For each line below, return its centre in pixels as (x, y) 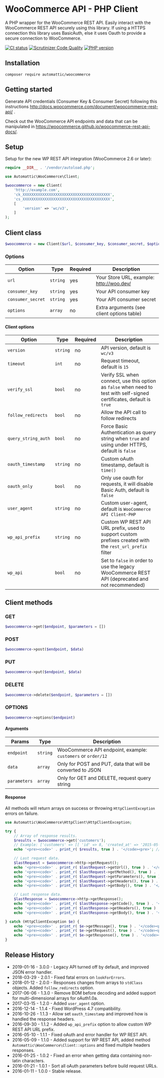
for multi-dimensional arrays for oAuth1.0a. (55, 998)
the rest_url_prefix (124, 547)
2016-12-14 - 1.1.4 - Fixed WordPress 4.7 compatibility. (67, 1008)
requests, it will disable (127, 484)
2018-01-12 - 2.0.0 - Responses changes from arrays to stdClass (77, 982)
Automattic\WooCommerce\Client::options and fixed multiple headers (81, 1045)
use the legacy (118, 567)
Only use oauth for (122, 478)
